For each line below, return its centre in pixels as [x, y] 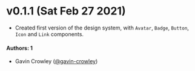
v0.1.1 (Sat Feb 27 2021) [66, 11]
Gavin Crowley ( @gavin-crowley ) [56, 61]
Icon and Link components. [49, 34]
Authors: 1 [20, 48]
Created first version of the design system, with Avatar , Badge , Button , [102, 28]
